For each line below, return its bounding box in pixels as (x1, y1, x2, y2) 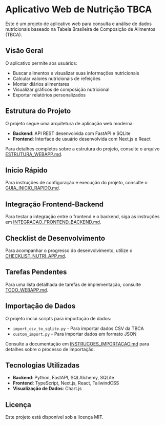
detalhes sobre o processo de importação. (5, 346, 95, 352)
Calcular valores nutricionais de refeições (12, 75, 101, 82)
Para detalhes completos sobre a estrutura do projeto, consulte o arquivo (5, 145, 160, 152)
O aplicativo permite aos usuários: (5, 60, 78, 66)
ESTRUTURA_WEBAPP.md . (5, 151, 63, 157)
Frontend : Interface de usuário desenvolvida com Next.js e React (12, 136, 151, 142)
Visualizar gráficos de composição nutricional (12, 86, 110, 92)
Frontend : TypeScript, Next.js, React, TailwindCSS (12, 380, 119, 386)
